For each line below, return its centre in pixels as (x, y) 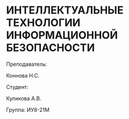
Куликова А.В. (24, 98)
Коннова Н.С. (23, 75)
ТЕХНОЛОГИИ (43, 23)
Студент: (17, 87)
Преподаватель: (27, 64)
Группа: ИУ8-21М (28, 110)
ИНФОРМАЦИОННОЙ (62, 35)
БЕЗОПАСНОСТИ (51, 48)
